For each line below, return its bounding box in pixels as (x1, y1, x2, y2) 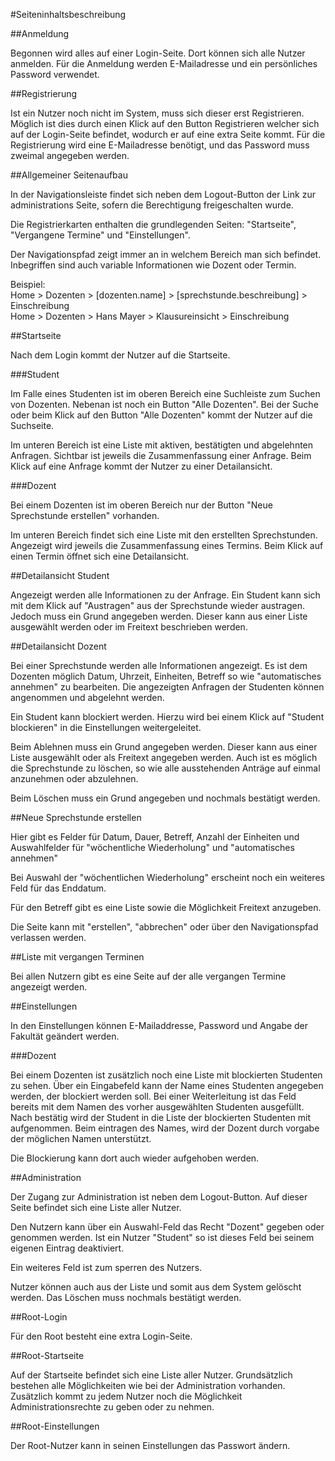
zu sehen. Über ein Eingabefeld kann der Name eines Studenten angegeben (10, 1080, 324, 1091)
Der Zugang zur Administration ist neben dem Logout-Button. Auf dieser (10, 1191, 308, 1203)
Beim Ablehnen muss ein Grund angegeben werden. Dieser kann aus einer (10, 741, 318, 753)
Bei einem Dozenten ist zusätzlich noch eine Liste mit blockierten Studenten (10, 1069, 323, 1081)
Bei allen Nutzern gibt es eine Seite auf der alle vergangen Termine (10, 970, 287, 982)
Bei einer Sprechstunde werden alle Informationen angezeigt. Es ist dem (10, 660, 308, 671)
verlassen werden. (10, 932, 87, 943)
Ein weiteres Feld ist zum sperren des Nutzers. (10, 1262, 203, 1273)
